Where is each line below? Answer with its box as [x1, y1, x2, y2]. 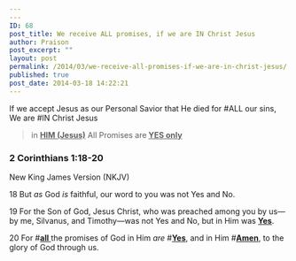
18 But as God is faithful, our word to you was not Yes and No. [9, 188, 236, 199]
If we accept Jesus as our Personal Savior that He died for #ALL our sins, [9, 103, 277, 113]
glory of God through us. [9, 242, 99, 252]
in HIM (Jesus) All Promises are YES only [30, 129, 183, 140]
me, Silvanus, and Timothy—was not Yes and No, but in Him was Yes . [20, 215, 275, 226]
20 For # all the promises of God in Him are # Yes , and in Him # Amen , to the [9, 232, 284, 243]
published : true [9, 71, 69, 80]
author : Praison [9, 37, 69, 47]
